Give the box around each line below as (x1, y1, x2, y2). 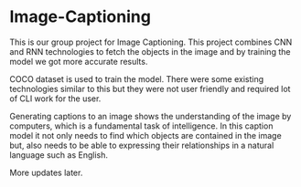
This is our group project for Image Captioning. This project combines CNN (9, 36, 293, 47)
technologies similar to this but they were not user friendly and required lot (9, 83, 291, 94)
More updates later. (9, 167, 83, 178)
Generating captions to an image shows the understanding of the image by (9, 110, 292, 121)
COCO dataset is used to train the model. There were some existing (9, 73, 264, 84)
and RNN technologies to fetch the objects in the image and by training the (9, 46, 291, 57)
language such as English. (9, 149, 108, 161)
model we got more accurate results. (9, 56, 148, 67)
